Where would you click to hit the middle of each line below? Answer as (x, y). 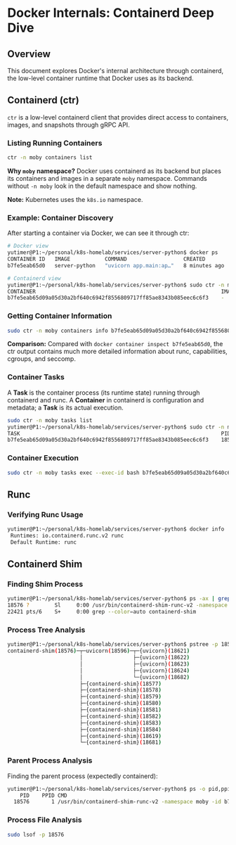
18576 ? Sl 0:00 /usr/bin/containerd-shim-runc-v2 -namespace (118, 605)
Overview (29, 54)
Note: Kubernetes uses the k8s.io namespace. (75, 199)
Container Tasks (36, 377)
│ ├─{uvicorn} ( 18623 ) (135, 664)
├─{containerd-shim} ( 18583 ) (120, 723)
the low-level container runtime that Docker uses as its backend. (101, 78)
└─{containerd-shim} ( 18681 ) (120, 743)
